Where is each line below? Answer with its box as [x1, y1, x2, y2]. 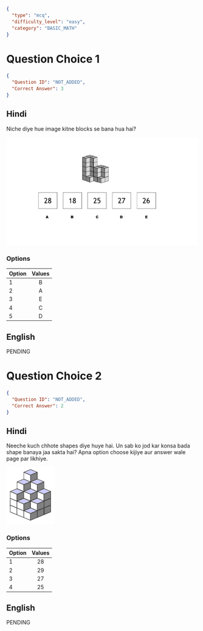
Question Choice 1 [6, 52, 100, 66]
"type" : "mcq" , [12, 12, 50, 18]
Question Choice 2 [6, 369, 102, 383]
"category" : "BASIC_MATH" [12, 25, 78, 31]
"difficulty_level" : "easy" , [12, 18, 86, 25]
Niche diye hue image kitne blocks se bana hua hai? [6, 125, 137, 133]
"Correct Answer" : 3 [12, 86, 64, 92]
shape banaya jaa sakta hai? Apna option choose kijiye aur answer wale [6, 449, 186, 456]
